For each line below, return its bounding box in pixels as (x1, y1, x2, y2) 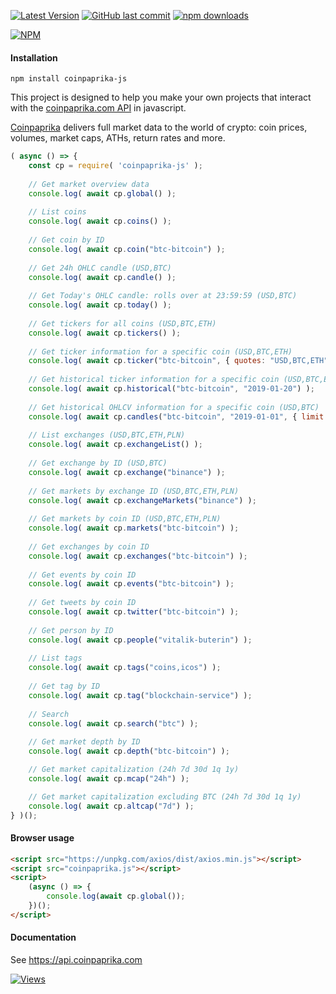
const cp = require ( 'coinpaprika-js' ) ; (28, 161, 203, 171)
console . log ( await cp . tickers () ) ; (28, 328, 182, 338)
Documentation (10, 931, 77, 944)
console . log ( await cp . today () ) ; (28, 300, 172, 310)
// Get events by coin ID (28, 570, 137, 580)
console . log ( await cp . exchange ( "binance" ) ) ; (28, 467, 226, 477)
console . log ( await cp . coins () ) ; (28, 216, 172, 227)
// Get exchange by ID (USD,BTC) (28, 458, 168, 469)
